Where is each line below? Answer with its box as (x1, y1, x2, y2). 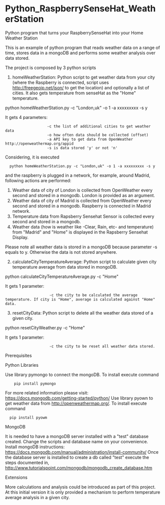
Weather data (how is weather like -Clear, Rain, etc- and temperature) (12, 224, 154, 230)
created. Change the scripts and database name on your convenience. (5, 438, 148, 444)
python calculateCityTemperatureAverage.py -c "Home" (5, 273, 119, 279)
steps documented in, (5, 460, 49, 466)
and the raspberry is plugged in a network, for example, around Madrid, (5, 172, 151, 178)
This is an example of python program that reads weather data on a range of (5, 44, 160, 50)
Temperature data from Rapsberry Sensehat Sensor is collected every (12, 213, 155, 219)
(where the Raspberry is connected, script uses (12, 79, 109, 85)
